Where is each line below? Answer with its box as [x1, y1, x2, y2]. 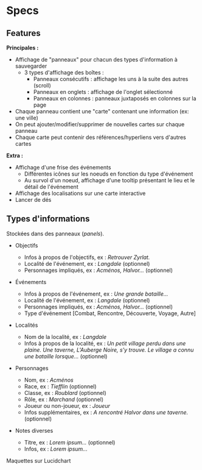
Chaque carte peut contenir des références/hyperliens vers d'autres [15, 134, 187, 141]
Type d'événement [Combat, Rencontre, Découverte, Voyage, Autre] [24, 309, 196, 317]
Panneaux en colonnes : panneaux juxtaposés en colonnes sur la [33, 95, 197, 102]
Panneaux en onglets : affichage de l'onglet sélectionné [33, 88, 173, 95]
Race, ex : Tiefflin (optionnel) [24, 382, 97, 390]
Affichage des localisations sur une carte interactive [15, 190, 146, 197]
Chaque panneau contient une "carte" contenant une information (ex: [15, 108, 189, 115]
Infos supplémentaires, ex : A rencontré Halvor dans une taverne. [24, 408, 189, 416]
